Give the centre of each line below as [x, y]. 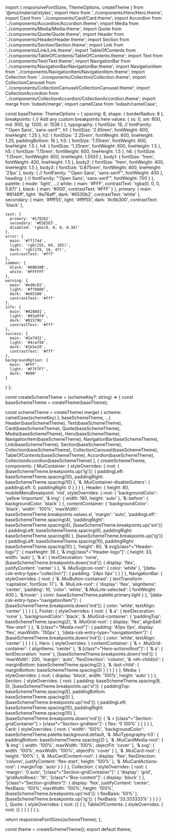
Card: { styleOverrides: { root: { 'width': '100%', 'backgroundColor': [75, 729]
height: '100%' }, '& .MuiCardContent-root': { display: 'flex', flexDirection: [81, 756]
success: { [17, 334]
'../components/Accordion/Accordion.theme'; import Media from [72, 23]
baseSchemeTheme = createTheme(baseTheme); [57, 402]
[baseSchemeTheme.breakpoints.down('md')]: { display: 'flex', [70, 563]
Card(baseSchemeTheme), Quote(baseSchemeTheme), [63, 428]
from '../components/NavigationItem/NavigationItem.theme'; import [75, 72]
